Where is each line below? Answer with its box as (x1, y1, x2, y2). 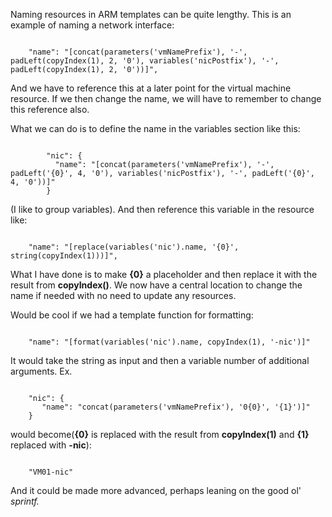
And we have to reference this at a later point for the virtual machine (10, 82, 292, 94)
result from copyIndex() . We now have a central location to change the (10, 279, 303, 291)
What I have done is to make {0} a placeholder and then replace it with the (10, 269, 318, 280)
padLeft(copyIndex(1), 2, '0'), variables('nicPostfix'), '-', (10, 56, 280, 66)
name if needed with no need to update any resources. (10, 290, 237, 301)
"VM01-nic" (28, 467, 74, 477)
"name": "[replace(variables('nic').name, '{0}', (28, 242, 240, 252)
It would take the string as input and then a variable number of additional (10, 355, 310, 366)
